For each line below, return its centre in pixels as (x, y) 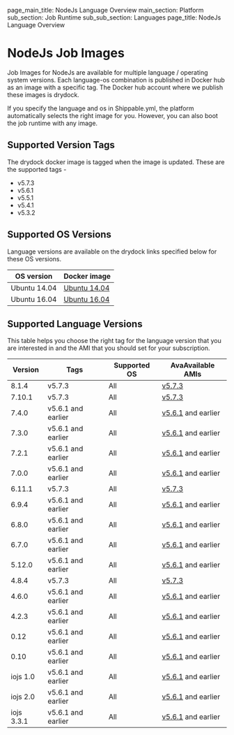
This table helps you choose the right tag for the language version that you (114, 341)
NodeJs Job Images (66, 53)
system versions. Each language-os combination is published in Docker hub (116, 80)
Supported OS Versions (59, 234)
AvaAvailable (193, 365)
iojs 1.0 (23, 677)
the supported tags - (37, 169)
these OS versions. (34, 259)
